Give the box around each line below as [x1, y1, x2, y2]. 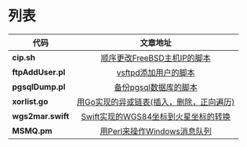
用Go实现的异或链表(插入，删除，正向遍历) [77, 96, 235, 107]
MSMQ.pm [12, 125, 53, 136]
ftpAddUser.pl [12, 66, 66, 77]
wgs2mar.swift [12, 110, 69, 121]
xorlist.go [12, 95, 49, 106]
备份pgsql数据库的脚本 [114, 81, 198, 92]
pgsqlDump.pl [12, 81, 66, 92]
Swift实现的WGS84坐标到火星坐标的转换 [81, 111, 231, 122]
